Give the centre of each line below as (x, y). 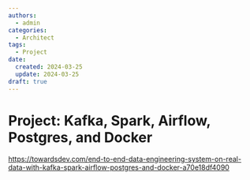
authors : (22, 15)
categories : (28, 30)
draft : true (28, 81)
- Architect (35, 37)
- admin (28, 23)
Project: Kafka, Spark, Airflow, (110, 120)
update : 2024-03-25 (47, 74)
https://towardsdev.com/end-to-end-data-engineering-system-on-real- (125, 159)
